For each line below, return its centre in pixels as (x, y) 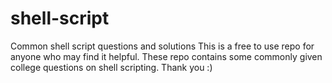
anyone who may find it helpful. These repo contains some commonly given (166, 56)
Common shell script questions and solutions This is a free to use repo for (162, 46)
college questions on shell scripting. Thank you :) (111, 67)
